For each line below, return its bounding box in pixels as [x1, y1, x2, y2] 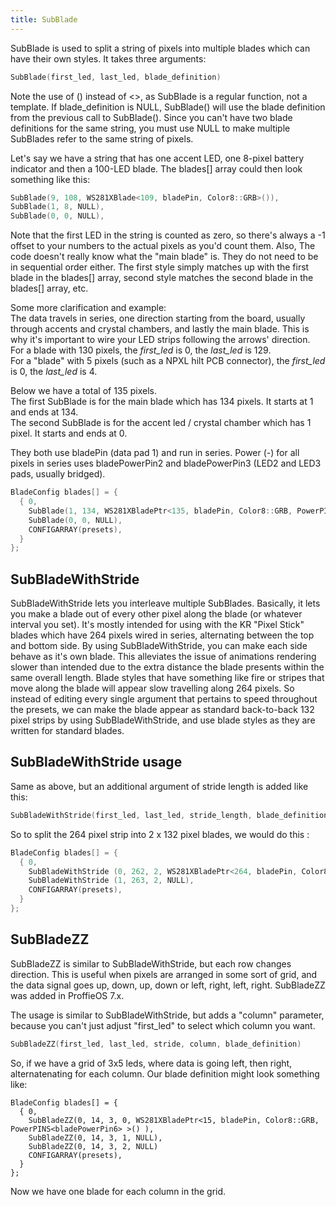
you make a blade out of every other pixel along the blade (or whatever [10, 608, 303, 620]
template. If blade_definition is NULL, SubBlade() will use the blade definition [10, 101, 326, 113]
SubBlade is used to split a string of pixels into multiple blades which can [10, 42, 311, 54]
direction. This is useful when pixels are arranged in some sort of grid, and [10, 968, 318, 980]
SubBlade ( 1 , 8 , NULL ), [10, 202, 105, 212]
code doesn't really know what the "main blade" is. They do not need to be [10, 251, 319, 263]
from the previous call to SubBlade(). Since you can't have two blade [10, 111, 293, 123]
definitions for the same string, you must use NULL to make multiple [10, 122, 291, 134]
